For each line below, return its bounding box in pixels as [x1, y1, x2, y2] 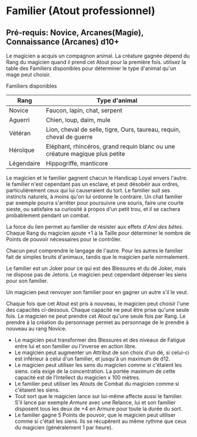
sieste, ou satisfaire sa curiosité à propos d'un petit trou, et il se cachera [6, 206, 181, 212]
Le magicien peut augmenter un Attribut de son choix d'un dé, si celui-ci [14, 349, 189, 356]
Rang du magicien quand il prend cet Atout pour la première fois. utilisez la [6, 59, 186, 65]
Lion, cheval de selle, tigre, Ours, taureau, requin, [46, 125, 181, 134]
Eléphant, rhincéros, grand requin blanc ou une [46, 142, 175, 151]
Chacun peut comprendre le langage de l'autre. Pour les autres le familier [6, 247, 184, 254]
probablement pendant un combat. [6, 212, 90, 219]
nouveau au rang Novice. [6, 325, 67, 332]
